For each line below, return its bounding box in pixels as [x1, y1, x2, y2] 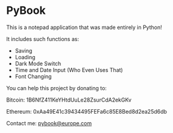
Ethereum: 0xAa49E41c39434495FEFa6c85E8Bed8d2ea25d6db [6, 108, 168, 115]
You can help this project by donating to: [6, 84, 107, 91]
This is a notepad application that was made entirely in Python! [6, 24, 162, 31]
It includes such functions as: [6, 35, 80, 42]
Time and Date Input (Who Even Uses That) [14, 66, 124, 73]
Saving [14, 47, 33, 54]
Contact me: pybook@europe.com [6, 119, 92, 127]
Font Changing [14, 73, 52, 80]
